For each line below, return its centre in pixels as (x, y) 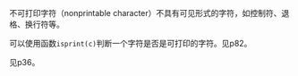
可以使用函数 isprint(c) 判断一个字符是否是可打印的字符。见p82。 (131, 43)
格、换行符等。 (37, 24)
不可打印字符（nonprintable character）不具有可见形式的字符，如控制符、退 (149, 13)
